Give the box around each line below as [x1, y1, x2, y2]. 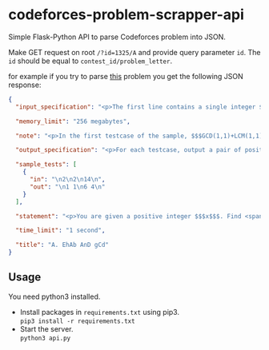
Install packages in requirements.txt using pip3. [19, 307, 180, 316]
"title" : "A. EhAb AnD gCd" [15, 241, 110, 249]
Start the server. [19, 324, 74, 333]
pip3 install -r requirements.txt [19, 317, 135, 325]
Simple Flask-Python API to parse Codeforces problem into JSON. [8, 32, 227, 42]
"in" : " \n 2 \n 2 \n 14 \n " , [29, 176, 106, 184]
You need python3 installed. [8, 292, 101, 301]
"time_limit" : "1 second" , [15, 226, 106, 235]
